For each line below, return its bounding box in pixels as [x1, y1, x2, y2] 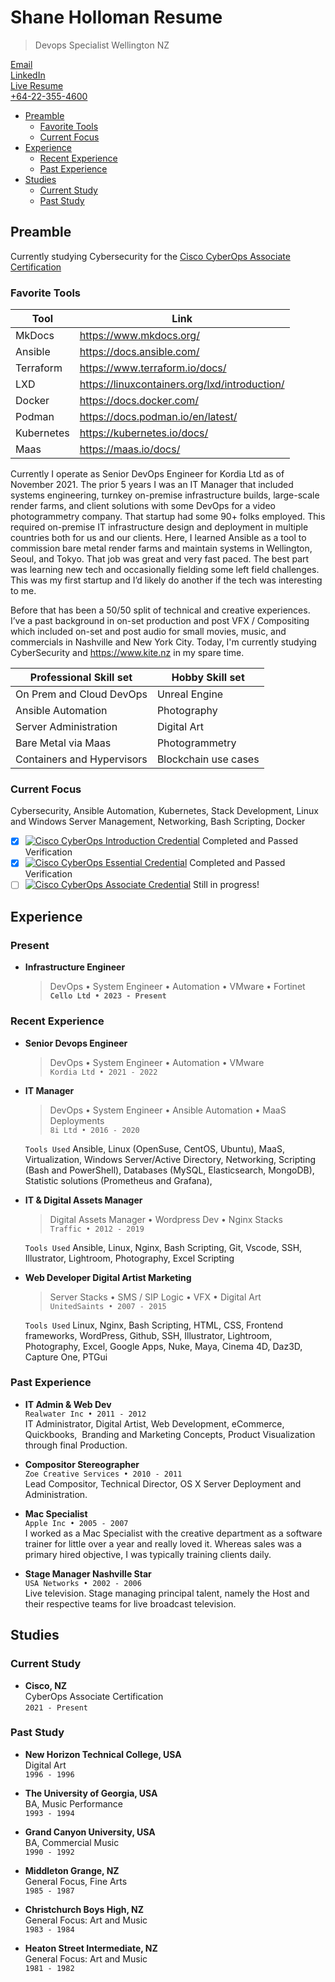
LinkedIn [10, 69, 46, 81]
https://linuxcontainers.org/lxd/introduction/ [79, 377, 285, 391]
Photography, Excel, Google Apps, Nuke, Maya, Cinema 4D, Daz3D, [24, 1340, 303, 1352]
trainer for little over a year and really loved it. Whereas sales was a [24, 1537, 302, 1550]
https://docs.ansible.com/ [79, 345, 200, 359]
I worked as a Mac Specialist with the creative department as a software [24, 1527, 323, 1539]
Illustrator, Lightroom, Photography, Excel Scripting [24, 1252, 235, 1264]
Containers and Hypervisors [15, 752, 148, 766]
